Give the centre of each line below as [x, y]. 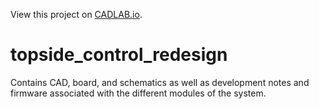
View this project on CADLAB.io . [76, 14]
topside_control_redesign [119, 55]
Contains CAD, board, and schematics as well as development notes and [160, 82]
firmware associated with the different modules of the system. [138, 93]
